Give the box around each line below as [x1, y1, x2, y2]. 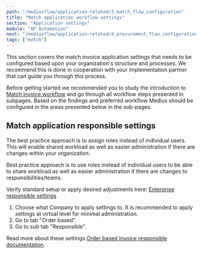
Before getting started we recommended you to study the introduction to [6, 84, 186, 91]
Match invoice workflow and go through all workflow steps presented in [6, 91, 184, 98]
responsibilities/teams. [6, 174, 63, 181]
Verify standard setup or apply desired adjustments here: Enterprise [6, 185, 174, 193]
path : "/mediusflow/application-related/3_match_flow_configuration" [6, 8, 185, 15]
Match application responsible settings [6, 121, 156, 131]
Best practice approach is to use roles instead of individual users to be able [6, 161, 193, 169]
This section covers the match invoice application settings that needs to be [6, 54, 192, 60]
